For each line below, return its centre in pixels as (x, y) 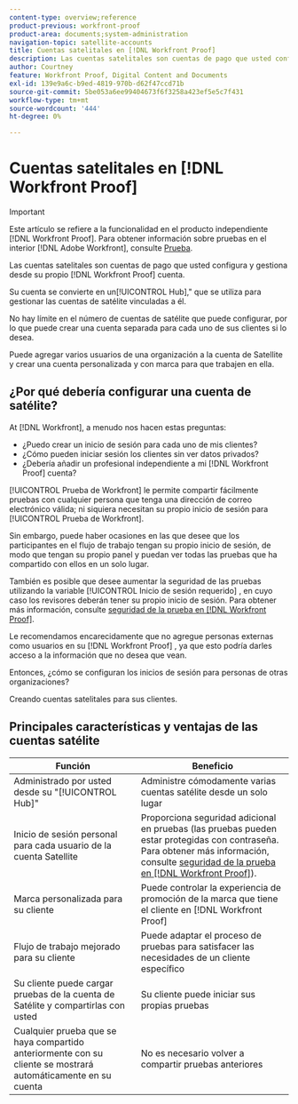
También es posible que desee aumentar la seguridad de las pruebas (135, 581)
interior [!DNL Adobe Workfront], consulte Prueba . (101, 248)
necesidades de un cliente (196, 957)
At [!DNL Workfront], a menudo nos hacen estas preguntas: (118, 427)
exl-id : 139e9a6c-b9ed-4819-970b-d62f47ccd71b (97, 84)
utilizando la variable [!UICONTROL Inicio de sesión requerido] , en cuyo (141, 590)
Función (73, 765)
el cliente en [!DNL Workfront (201, 909)
